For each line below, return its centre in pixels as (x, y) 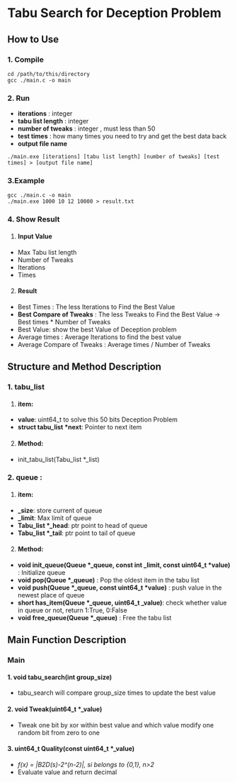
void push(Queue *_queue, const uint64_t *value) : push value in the (120, 588)
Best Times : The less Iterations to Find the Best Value (96, 307)
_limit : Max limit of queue (54, 518)
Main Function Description (67, 640)
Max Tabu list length (47, 252)
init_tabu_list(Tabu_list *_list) (58, 459)
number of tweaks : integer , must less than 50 (86, 128)
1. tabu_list (26, 387)
